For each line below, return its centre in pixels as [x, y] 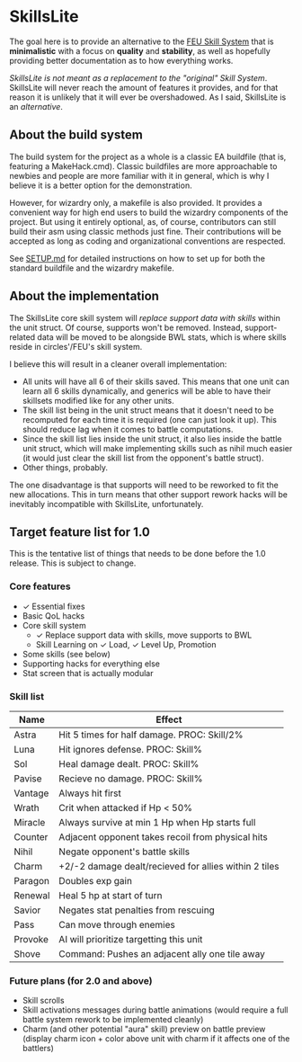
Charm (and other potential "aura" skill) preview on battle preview [144, 1029]
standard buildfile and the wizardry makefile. [92, 268]
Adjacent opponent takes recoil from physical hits [163, 836]
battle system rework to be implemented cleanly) [113, 1020]
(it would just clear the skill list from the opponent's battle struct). [143, 458]
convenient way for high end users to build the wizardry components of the [149, 212]
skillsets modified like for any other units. [98, 400]
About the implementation [84, 296]
